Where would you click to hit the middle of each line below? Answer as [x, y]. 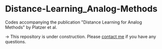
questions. [16, 41]
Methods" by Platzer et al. [31, 27]
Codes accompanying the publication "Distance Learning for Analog [74, 22]
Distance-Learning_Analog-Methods [81, 9]
